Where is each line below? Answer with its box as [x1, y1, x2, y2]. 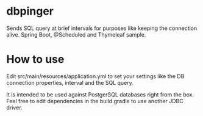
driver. [6, 104, 23, 111]
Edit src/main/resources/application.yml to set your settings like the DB [6, 72, 185, 80]
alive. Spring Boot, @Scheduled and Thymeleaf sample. [6, 31, 146, 38]
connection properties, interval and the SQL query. [6, 79, 134, 86]
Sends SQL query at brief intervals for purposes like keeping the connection [6, 24, 198, 32]
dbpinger [6, 4, 54, 18]
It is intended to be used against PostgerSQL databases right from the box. [6, 90, 194, 98]
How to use [6, 53, 65, 67]
